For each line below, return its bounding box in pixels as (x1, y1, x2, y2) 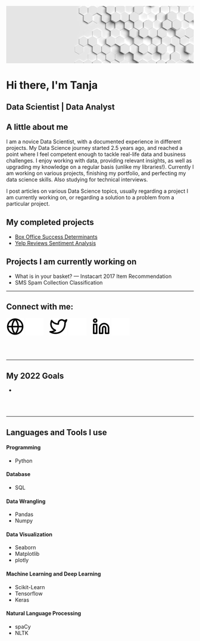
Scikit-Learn (14, 583, 45, 590)
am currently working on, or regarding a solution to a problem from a (6, 193, 174, 201)
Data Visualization (6, 530, 52, 538)
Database (6, 471, 31, 478)
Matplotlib (14, 551, 40, 558)
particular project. (6, 200, 50, 207)
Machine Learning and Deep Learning (6, 570, 101, 577)
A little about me (6, 122, 68, 132)
